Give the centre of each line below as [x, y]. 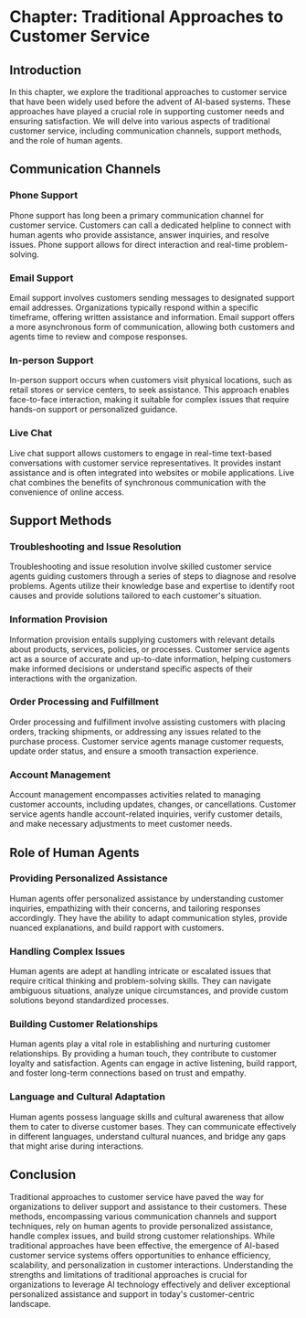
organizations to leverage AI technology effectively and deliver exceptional [150, 1284]
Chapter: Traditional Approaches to [147, 17]
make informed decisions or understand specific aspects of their [131, 669]
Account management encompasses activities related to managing [135, 795]
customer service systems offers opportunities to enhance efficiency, [140, 1255]
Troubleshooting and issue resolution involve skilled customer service [141, 567]
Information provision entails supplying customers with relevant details [142, 639]
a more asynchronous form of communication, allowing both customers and [152, 327]
